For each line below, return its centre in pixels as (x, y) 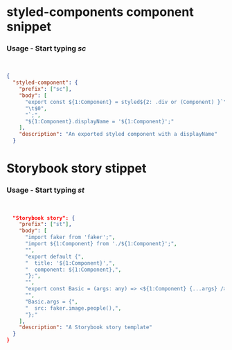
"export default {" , (54, 256)
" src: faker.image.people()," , (73, 308)
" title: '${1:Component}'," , (70, 263)
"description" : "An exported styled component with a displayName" (118, 134)
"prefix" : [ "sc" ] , (45, 89)
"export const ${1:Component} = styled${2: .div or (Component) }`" (126, 102)
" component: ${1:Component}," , (73, 270)
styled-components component (100, 12)
